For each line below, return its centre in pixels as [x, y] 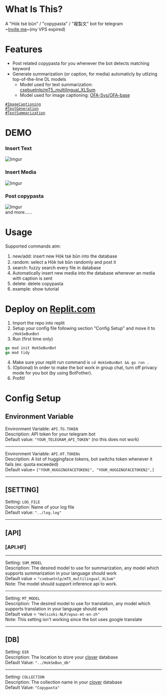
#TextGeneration [22, 108]
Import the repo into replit [39, 323]
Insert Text [19, 148]
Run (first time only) [33, 339]
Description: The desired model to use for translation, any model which [78, 604]
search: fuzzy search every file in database [56, 268]
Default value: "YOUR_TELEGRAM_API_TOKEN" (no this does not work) [72, 439]
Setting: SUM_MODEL [24, 563]
